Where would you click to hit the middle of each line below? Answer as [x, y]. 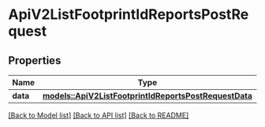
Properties [35, 60]
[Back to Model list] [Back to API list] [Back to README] [99, 115]
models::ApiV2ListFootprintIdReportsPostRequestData [147, 96]
